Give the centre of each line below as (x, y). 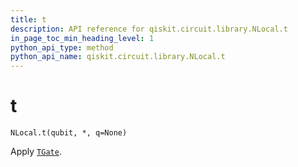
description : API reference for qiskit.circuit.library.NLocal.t (149, 29)
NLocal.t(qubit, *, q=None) (69, 133)
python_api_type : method (62, 47)
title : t (28, 19)
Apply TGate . (36, 152)
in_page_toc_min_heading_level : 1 (82, 38)
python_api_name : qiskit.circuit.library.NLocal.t (118, 57)
